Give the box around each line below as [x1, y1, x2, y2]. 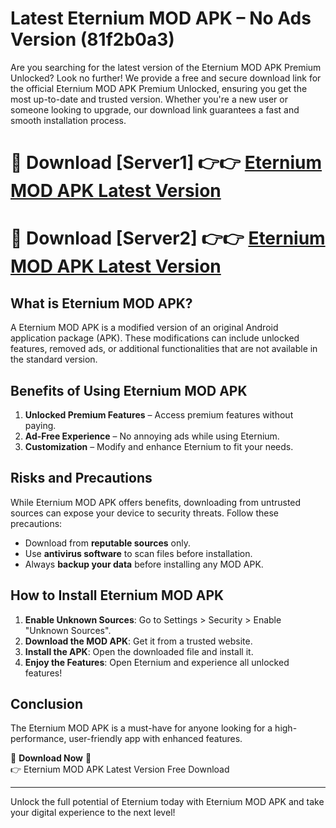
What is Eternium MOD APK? [10, 295, 193, 312]
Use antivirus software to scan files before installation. [24, 547, 253, 559]
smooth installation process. [10, 114, 127, 126]
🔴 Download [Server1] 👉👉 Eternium [10, 152, 323, 174]
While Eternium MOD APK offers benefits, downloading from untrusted [10, 496, 302, 508]
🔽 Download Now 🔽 [10, 752, 92, 764]
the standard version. [10, 353, 98, 366]
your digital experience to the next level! [10, 807, 176, 819]
